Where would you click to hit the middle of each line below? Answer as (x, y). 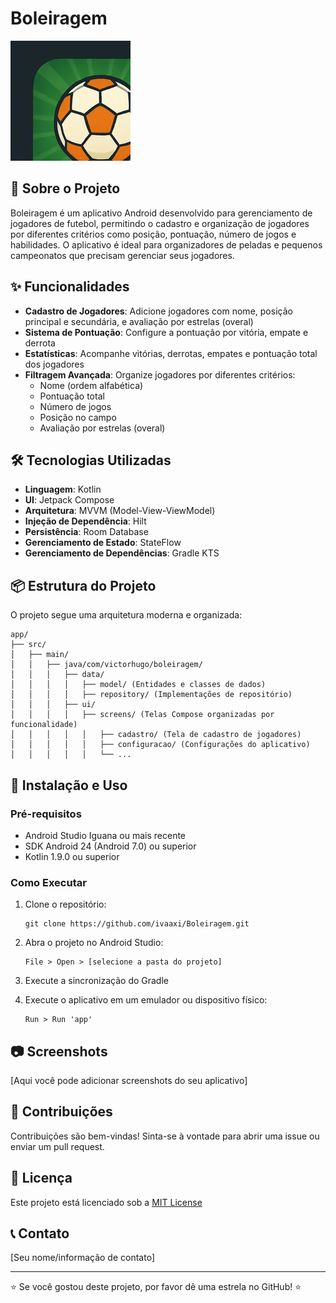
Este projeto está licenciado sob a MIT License (106, 1202)
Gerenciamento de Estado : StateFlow (103, 543)
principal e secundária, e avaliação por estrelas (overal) (139, 321)
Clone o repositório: (65, 904)
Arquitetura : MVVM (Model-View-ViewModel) (120, 511)
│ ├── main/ (40, 655)
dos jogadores (54, 364)
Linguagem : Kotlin (63, 489)
